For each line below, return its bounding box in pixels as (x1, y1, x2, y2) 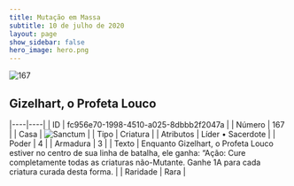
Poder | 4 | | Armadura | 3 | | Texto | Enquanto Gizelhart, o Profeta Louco (9, 138, 275, 149)
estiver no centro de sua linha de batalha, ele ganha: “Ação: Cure (9, 147, 246, 158)
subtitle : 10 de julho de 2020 (9, 21, 125, 30)
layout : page (9, 29, 58, 38)
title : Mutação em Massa (9, 12, 101, 22)
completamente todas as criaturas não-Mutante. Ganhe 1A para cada (9, 157, 261, 167)
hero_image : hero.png (9, 46, 89, 55)
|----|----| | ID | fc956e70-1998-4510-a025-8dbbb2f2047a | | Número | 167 (9, 119, 285, 129)
